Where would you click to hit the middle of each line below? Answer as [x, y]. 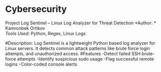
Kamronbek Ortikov [25, 28]
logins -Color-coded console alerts [41, 64]
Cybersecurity [36, 9]
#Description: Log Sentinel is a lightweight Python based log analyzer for [80, 43]
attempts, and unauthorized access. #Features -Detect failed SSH [73, 54]
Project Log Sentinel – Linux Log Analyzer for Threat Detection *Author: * [81, 23]
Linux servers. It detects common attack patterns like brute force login [77, 48]
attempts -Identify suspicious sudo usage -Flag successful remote [85, 59]
